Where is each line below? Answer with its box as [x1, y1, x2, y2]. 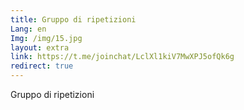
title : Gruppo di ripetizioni [10, 14, 137, 25]
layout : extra [10, 42, 70, 53]
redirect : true [10, 61, 74, 71]
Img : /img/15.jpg [10, 33, 83, 43]
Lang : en [10, 24, 47, 34]
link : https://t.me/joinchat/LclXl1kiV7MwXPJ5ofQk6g [10, 52, 235, 62]
